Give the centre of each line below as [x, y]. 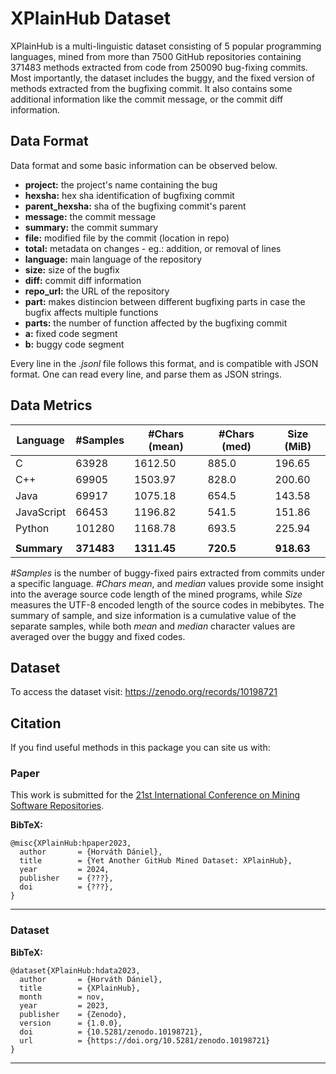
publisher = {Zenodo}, [73, 1014]
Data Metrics [51, 405]
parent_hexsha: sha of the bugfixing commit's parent [135, 206]
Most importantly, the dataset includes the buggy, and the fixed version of [162, 78]
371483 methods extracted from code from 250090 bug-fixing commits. [159, 67]
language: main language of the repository [113, 259]
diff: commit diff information [83, 280]
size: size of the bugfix [72, 269]
